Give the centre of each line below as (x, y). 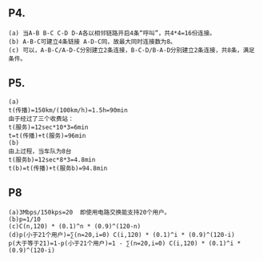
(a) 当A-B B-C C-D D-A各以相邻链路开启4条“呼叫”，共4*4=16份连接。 (112, 33)
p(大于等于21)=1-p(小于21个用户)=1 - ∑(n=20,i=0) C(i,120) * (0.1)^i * (125, 243)
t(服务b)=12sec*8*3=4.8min (52, 159)
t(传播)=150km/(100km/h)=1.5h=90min (68, 110)
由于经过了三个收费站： (41, 118)
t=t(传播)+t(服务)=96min (47, 135)
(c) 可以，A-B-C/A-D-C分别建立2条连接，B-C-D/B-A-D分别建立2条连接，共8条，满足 (131, 50)
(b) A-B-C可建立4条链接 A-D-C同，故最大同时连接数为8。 (92, 42)
